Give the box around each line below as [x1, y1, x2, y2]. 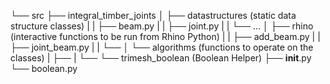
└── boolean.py [10, 63, 78, 74]
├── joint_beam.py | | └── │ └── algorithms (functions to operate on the [10, 41, 314, 53]
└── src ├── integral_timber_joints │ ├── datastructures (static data [10, 10, 297, 21]
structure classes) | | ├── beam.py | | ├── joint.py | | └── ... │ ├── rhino [10, 20, 314, 32]
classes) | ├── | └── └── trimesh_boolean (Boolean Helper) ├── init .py [10, 52, 312, 64]
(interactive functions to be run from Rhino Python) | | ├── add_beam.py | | [10, 31, 321, 42]
